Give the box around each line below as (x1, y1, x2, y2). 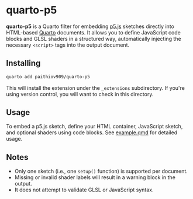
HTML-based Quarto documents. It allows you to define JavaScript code (6, 29, 181, 36)
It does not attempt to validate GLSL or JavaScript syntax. (14, 186, 154, 193)
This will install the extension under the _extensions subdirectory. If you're (6, 84, 185, 91)
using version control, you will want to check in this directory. (6, 90, 154, 97)
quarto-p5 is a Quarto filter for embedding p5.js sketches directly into (6, 23, 174, 30)
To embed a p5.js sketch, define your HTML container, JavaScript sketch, (6, 123, 183, 130)
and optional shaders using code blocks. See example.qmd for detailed (6, 129, 178, 136)
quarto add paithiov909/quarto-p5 (6, 74, 91, 79)
